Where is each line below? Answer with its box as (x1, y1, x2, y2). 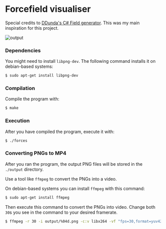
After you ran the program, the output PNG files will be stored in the (5, 161, 143, 167)
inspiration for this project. (5, 25, 59, 31)
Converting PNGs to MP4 (5, 150, 67, 157)
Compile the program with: (5, 96, 59, 102)
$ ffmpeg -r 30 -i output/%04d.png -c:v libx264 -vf (5, 219, 116, 224)
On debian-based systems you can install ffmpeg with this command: (5, 185, 145, 191)
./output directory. (5, 166, 43, 172)
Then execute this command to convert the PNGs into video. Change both (5, 204, 156, 210)
